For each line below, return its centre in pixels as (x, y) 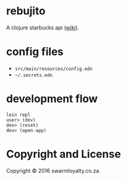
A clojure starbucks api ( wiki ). (43, 28)
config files (35, 52)
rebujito (26, 11)
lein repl (18, 115)
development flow (52, 99)
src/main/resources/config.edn (54, 69)
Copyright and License (63, 154)
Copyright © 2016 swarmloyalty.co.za (53, 170)
